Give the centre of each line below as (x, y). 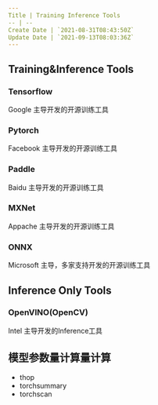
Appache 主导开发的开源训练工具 (61, 226)
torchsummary (43, 385)
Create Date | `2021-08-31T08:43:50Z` (71, 30)
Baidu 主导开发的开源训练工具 (56, 187)
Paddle (22, 170)
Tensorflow (31, 91)
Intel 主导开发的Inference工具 (56, 330)
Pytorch (23, 130)
